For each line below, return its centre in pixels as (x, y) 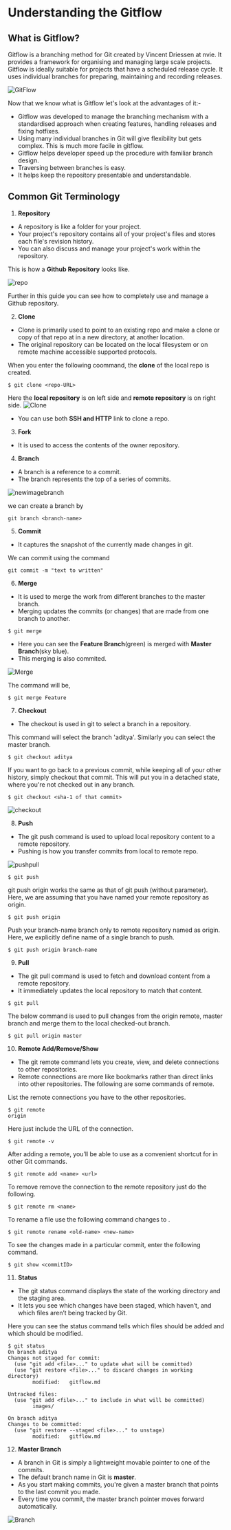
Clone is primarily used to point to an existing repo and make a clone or (119, 330)
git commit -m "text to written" (56, 570)
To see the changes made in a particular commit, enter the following (104, 1244)
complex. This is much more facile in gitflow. (80, 146)
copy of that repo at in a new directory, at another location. (101, 337)
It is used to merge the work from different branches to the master (111, 596)
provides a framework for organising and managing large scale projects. (110, 62)
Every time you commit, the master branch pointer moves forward (111, 1499)
